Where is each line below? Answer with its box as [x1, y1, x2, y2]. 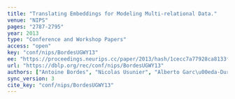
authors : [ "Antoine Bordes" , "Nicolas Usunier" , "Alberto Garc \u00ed [7, 68, 215, 75]
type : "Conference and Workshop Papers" [7, 36, 127, 43]
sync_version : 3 [7, 75, 55, 82]
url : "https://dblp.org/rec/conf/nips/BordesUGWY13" [7, 62, 164, 69]
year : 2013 [7, 29, 39, 37]
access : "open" [7, 43, 52, 49]
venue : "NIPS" [7, 17, 49, 24]
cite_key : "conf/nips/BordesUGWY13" [7, 82, 114, 89]
